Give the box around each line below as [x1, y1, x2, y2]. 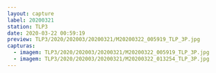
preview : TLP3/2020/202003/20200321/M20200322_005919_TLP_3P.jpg [7, 36, 200, 43]
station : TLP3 [7, 23, 49, 30]
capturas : [7, 42, 36, 49]
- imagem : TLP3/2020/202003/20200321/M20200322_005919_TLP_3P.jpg [13, 49, 210, 56]
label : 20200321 [7, 17, 54, 24]
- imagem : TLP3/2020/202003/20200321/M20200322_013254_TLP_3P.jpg [13, 56, 210, 63]
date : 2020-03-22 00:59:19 [7, 29, 85, 37]
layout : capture [7, 10, 54, 17]
